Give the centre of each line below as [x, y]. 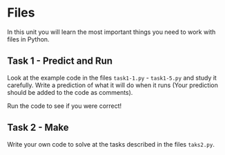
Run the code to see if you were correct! [65, 106]
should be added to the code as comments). [70, 92]
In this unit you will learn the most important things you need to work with [111, 32]
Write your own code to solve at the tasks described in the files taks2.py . [111, 144]
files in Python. [28, 39]
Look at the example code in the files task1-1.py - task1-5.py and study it [112, 77]
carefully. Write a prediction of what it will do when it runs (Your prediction [113, 85]
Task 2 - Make [38, 128]
